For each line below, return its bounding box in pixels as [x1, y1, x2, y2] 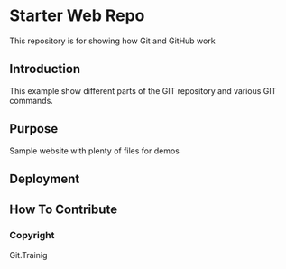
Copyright [9, 229, 55, 242]
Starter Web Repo [9, 5, 145, 26]
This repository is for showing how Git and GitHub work [9, 35, 216, 46]
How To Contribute [9, 202, 118, 218]
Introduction [9, 61, 81, 77]
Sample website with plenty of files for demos [9, 145, 180, 156]
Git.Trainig [9, 249, 48, 260]
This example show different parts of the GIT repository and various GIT [9, 85, 277, 96]
